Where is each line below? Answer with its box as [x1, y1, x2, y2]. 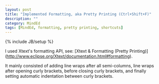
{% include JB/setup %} [5, 39, 54, 44]
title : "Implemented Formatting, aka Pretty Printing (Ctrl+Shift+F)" [5, 12, 152, 17]
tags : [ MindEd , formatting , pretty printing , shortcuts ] [5, 25, 123, 30]
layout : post [5, 7, 32, 12]
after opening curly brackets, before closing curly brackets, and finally [5, 68, 146, 74]
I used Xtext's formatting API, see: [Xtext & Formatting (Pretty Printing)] [5, 48, 148, 54]
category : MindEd [5, 21, 40, 26]
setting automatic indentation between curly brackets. [5, 73, 114, 79]
